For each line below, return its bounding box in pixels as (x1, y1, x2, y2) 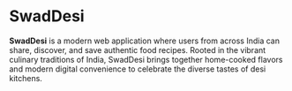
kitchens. (9, 72, 42, 83)
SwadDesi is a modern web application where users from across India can (9, 35, 281, 46)
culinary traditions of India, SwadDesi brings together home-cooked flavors (9, 54, 283, 64)
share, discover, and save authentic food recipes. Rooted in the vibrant (9, 44, 266, 55)
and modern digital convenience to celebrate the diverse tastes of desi (9, 64, 266, 74)
